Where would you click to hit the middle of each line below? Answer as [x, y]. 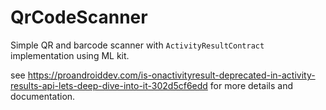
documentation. [43, 96]
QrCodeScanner [79, 17]
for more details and [251, 85]
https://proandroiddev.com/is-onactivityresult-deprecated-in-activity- [171, 75]
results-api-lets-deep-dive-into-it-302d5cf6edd [109, 85]
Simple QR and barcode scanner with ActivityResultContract [137, 45]
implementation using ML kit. [70, 55]
